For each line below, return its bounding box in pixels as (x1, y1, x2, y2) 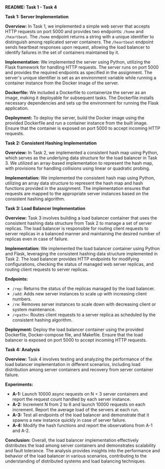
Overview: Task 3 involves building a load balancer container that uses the (5, 215, 158, 221)
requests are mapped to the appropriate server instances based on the (5, 191, 149, 196)
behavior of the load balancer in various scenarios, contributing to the (5, 453, 147, 459)
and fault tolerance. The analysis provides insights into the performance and (5, 448, 160, 453)
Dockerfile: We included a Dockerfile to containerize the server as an (5, 90, 146, 95)
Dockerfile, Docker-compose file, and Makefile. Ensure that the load (5, 332, 143, 337)
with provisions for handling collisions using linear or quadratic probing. (5, 165, 150, 171)
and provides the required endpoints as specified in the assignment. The (5, 70, 153, 75)
